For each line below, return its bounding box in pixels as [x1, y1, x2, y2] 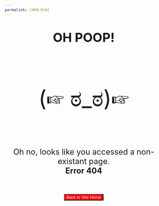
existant [58, 156, 87, 166]
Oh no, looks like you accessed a [13, 147, 135, 157]
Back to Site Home [66, 194, 101, 200]
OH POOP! [53, 29, 115, 45]
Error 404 [65, 165, 102, 176]
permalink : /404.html [5, 7, 50, 13]
